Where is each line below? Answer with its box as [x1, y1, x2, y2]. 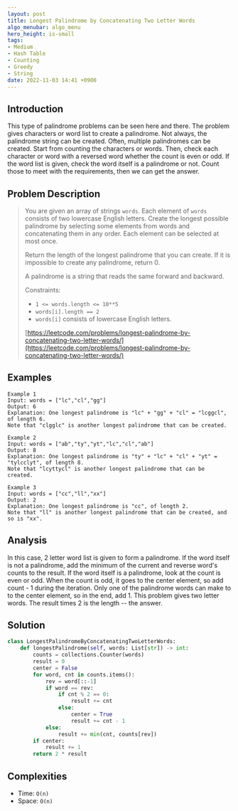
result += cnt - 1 [70, 717, 126, 724]
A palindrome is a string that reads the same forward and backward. [24, 272, 225, 280]
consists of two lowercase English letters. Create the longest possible [24, 214, 229, 223]
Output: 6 [7, 403, 37, 410]
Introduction [7, 102, 64, 115]
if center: [33, 737, 65, 744]
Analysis [7, 534, 48, 546]
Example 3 [7, 484, 37, 491]
